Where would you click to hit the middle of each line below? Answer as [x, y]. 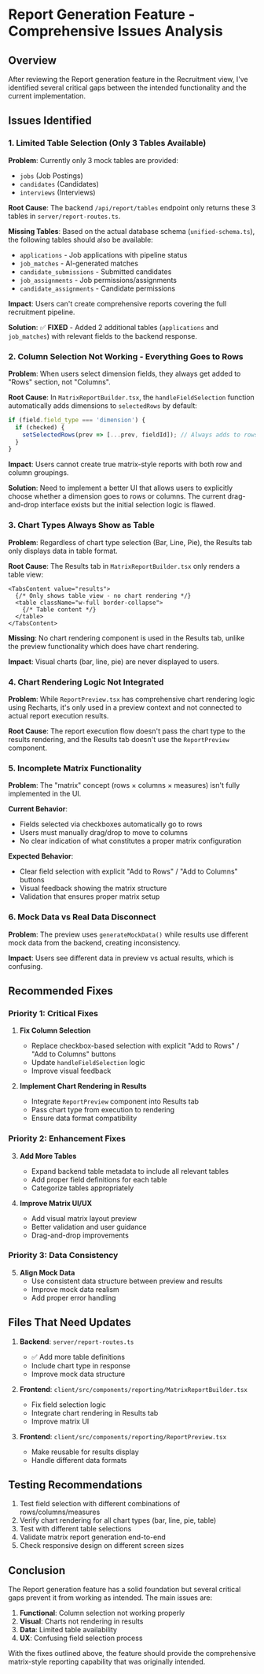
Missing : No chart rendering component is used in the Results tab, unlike [126, 638]
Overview [33, 60]
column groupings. [38, 473]
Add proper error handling [73, 1297]
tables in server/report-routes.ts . [64, 216]
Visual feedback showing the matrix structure [93, 889]
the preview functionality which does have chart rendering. [104, 646]
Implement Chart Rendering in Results [83, 1086]
